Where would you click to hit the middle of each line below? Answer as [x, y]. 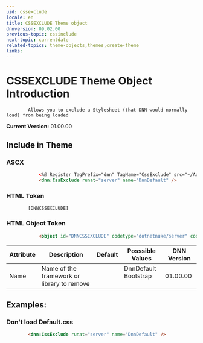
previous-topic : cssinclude [42, 34]
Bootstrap [138, 276]
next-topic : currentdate [37, 40]
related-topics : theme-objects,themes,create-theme [72, 46]
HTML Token [25, 196]
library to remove [66, 283]
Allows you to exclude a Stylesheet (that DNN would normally [108, 110]
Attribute [23, 254]
